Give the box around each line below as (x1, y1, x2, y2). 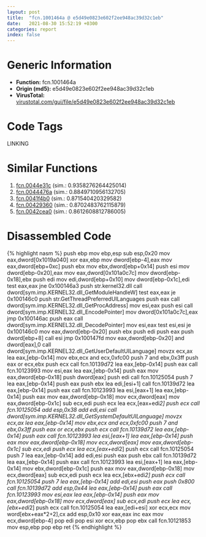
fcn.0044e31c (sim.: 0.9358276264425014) (15, 182, 127, 189)
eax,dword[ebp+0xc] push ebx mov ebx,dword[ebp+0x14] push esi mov (7, 262, 190, 270)
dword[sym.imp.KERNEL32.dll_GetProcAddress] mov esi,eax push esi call (7, 301, 193, 309)
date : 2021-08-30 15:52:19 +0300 (7, 20, 98, 26)
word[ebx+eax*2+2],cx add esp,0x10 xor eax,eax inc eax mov (7, 510, 164, 517)
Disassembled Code (7, 230, 112, 243)
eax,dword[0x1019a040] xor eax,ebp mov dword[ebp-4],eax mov (7, 256, 172, 263)
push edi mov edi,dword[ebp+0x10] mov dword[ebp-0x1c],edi (32, 276, 190, 283)
